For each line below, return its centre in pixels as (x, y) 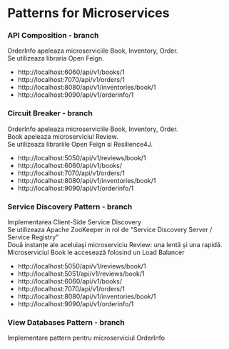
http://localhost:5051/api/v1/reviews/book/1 (81, 274)
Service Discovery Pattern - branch (70, 207)
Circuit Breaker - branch (50, 113)
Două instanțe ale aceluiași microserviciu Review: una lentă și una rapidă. (115, 245)
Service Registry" (33, 237)
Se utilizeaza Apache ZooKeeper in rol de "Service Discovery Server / (110, 230)
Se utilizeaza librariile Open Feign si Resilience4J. (80, 144)
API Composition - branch (53, 36)
